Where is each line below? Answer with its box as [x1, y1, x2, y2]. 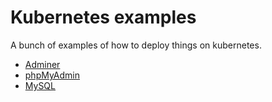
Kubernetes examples [10, 6, 197, 29]
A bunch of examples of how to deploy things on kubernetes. [10, 39, 262, 51]
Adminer [24, 58, 61, 70]
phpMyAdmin [24, 69, 81, 81]
